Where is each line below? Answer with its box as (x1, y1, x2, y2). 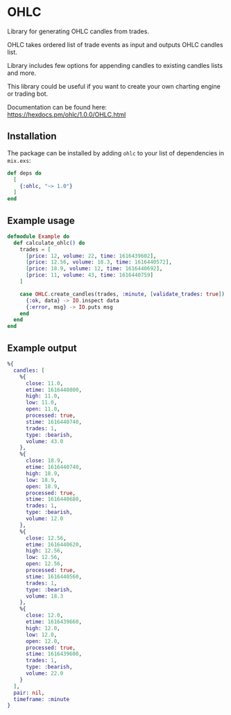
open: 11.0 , (25, 406, 60, 413)
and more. (7, 69, 37, 77)
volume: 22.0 (25, 670, 64, 677)
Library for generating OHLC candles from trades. (7, 27, 149, 35)
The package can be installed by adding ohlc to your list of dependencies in (7, 148, 224, 157)
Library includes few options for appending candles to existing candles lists (7, 61, 223, 69)
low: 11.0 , (25, 399, 58, 406)
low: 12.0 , (25, 631, 58, 638)
